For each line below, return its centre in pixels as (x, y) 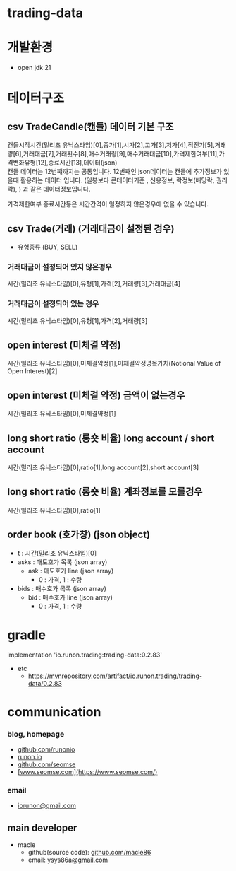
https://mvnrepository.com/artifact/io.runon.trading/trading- (115, 676)
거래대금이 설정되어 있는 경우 (53, 304)
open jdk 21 (34, 68)
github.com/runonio (46, 749)
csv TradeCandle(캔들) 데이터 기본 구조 (91, 126)
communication (54, 712)
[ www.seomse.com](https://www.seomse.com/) (87, 772)
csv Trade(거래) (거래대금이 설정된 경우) (91, 229)
